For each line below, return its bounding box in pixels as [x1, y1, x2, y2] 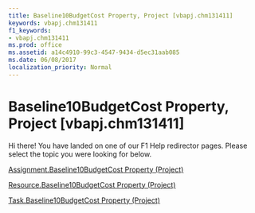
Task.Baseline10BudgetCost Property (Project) [8, 196, 161, 205]
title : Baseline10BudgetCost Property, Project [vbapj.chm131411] [8, 11, 233, 20]
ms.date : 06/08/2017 [8, 56, 77, 64]
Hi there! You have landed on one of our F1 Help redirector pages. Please [8, 141, 248, 150]
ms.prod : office [8, 41, 62, 49]
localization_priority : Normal [8, 64, 112, 72]
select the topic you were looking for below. [8, 149, 152, 159]
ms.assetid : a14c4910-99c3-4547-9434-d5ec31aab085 [8, 48, 180, 56]
